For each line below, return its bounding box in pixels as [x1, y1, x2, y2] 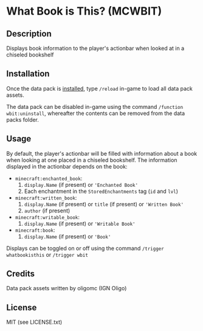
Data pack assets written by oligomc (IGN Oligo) [6, 285, 127, 292]
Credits [6, 269, 35, 279]
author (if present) [24, 207, 71, 214]
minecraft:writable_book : [15, 213, 80, 220]
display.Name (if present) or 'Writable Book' [24, 220, 136, 227]
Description [6, 29, 52, 39]
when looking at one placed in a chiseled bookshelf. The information [6, 156, 177, 164]
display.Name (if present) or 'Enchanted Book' [24, 181, 139, 188]
